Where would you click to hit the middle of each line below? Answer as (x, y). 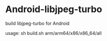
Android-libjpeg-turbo (54, 9)
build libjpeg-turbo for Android (38, 23)
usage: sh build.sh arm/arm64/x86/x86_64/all (53, 33)
